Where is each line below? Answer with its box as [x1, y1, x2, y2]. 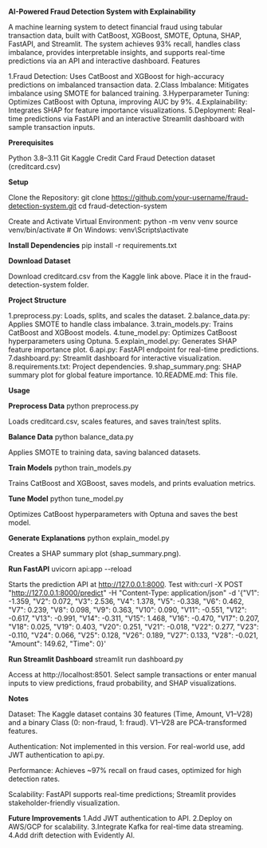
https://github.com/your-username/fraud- [111, 193, 249, 202]
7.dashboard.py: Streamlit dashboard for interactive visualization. [8, 353, 222, 362]
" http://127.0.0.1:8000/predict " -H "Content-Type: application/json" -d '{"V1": [8, 588, 260, 598]
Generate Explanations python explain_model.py [8, 534, 170, 542]
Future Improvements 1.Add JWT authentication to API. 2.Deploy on [8, 814, 233, 822]
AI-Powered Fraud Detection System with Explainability [8, 7, 196, 16]
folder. [67, 280, 89, 290]
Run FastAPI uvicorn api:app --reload [8, 564, 132, 574]
